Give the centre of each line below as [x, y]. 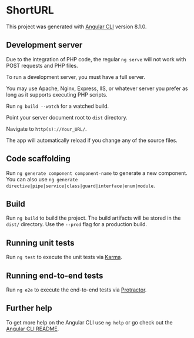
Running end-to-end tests [55, 275]
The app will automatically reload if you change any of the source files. [92, 140]
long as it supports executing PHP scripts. [57, 94]
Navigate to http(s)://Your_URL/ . [46, 129]
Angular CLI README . [33, 329]
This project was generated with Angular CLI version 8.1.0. [76, 26]
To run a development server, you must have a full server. [76, 77]
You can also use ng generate [42, 179]
